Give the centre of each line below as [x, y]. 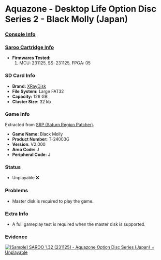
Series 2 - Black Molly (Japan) [66, 19]
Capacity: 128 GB [30, 96]
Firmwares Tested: [31, 58]
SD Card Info [20, 76]
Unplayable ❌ [26, 178]
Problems [16, 191]
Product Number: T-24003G [41, 139]
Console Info [20, 34]
